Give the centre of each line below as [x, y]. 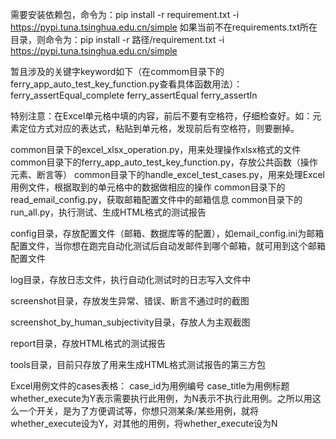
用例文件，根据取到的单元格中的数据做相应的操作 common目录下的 [148, 187]
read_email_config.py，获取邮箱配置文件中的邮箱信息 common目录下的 [156, 199]
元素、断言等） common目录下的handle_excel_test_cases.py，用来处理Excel [167, 174]
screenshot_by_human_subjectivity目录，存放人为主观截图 [130, 322]
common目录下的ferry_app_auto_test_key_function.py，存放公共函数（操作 [164, 162]
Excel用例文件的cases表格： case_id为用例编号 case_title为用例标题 [150, 386]
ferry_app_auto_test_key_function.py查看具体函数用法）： [126, 84]
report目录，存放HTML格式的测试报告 [88, 343]
